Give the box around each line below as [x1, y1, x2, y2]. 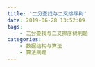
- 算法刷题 [19, 50, 47, 57]
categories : [7, 36, 42, 43]
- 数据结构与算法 [19, 43, 62, 50]
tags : [7, 23, 23, 30]
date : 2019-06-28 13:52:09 [7, 17, 85, 24]
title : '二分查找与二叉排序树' [7, 10, 87, 17]
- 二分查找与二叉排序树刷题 [19, 29, 88, 37]
